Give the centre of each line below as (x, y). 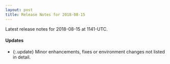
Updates (15, 40)
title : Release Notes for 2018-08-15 (45, 15)
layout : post (19, 10)
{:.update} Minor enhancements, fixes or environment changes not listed (89, 51)
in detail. (22, 57)
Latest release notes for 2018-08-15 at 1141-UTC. (56, 29)
